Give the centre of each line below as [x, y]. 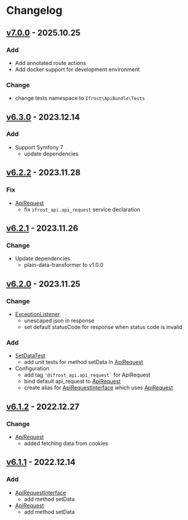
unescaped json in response [59, 321]
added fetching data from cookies [66, 443]
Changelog [34, 11]
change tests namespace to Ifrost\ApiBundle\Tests [80, 98]
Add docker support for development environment [77, 69]
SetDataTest [30, 356]
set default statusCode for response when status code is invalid [103, 327]
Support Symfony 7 [39, 147]
